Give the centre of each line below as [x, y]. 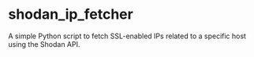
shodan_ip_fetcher [71, 14]
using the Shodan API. [44, 44]
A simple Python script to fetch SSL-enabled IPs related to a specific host [127, 36]
